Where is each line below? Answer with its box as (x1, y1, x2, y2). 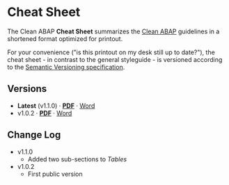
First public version (27, 170, 84, 178)
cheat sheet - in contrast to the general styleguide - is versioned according (7, 55, 223, 63)
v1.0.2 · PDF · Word (17, 108, 72, 117)
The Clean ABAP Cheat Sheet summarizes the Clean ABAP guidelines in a (7, 27, 220, 35)
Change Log (7, 129, 61, 141)
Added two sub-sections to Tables (27, 154, 127, 163)
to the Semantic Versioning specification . (7, 63, 125, 71)
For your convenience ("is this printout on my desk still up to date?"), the (7, 48, 216, 56)
